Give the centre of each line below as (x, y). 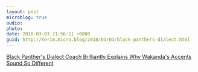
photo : (14, 28)
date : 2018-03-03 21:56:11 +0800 (48, 34)
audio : (14, 23)
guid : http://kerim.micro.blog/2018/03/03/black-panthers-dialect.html (98, 40)
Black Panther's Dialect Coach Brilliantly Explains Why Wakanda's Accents (99, 57)
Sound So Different (30, 63)
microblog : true (27, 17)
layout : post (23, 12)
